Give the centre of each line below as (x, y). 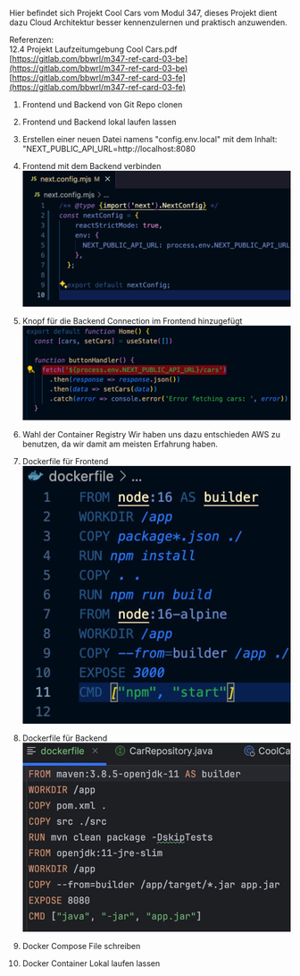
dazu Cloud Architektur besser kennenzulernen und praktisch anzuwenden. (148, 22)
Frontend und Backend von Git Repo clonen (102, 105)
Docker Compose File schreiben (81, 946)
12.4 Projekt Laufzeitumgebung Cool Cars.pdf (93, 49)
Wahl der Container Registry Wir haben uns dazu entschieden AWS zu (151, 435)
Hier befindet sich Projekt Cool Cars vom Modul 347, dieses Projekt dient (143, 13)
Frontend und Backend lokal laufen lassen (99, 122)
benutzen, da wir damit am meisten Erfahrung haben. (120, 444)
